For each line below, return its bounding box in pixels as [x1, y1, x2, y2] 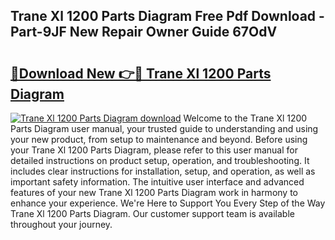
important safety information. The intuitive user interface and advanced [10, 176, 305, 188]
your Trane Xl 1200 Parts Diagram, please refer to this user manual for [10, 144, 298, 156]
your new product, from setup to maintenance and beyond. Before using [10, 134, 308, 145]
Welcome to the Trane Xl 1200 [183, 112, 308, 124]
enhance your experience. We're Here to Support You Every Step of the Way [10, 197, 326, 209]
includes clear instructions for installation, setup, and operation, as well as [10, 165, 316, 177]
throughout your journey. [10, 219, 113, 230]
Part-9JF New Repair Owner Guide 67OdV [10, 24, 278, 41]
